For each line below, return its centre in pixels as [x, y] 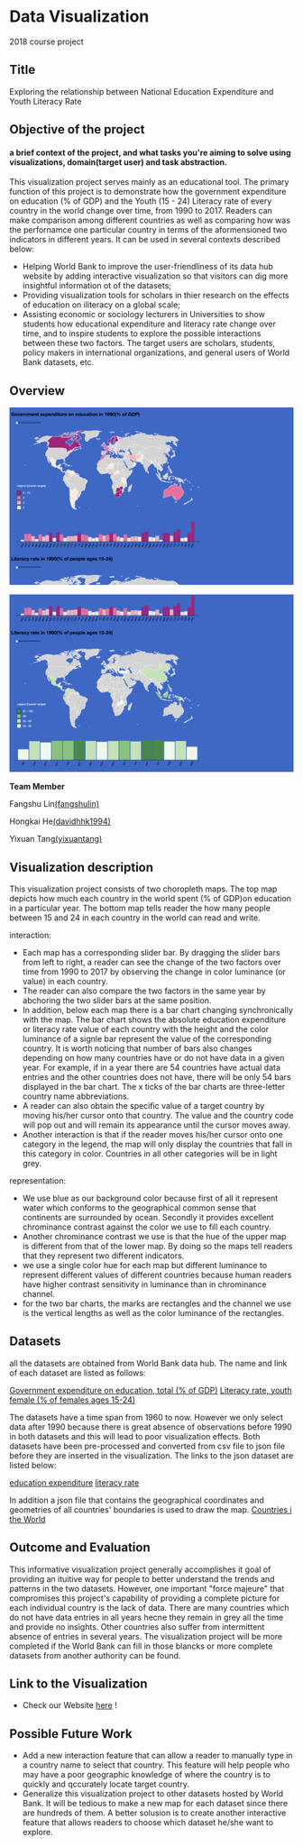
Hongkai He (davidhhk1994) [60, 821]
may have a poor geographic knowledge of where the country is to [146, 1775]
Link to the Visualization [78, 1683]
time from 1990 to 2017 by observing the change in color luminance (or [154, 972]
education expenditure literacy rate [74, 1482]
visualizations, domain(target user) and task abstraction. [119, 162]
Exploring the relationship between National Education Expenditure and [142, 91]
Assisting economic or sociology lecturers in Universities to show [144, 315]
